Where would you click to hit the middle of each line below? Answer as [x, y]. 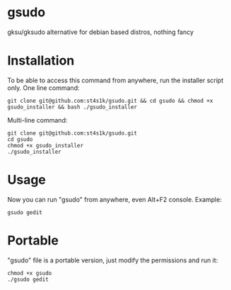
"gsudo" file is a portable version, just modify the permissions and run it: [113, 260]
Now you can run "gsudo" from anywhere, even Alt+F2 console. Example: [115, 199]
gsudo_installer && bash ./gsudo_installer [72, 107]
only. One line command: [43, 88]
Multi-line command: [37, 120]
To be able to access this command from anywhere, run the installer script [115, 80]
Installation [41, 61]
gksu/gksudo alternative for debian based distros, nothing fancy [101, 32]
